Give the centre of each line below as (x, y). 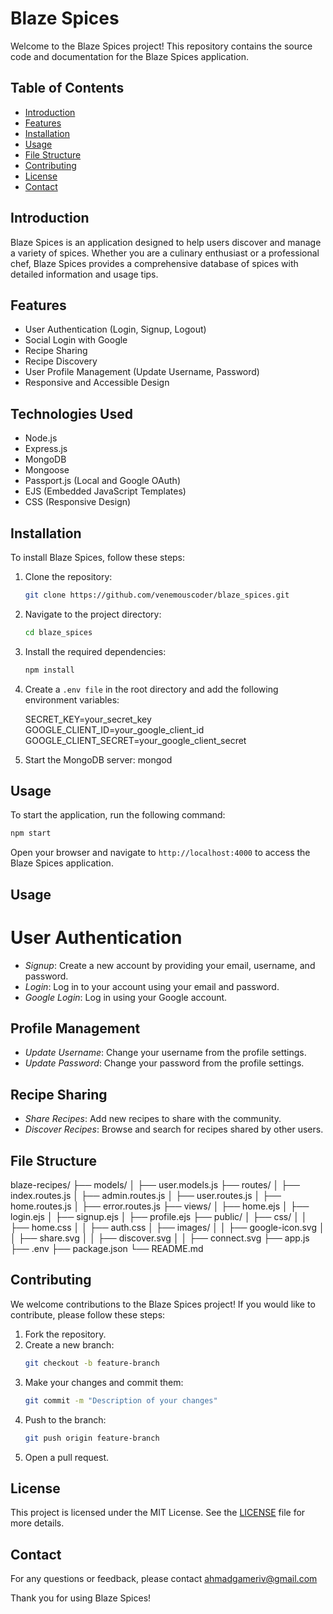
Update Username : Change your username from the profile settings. (165, 1053)
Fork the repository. (65, 1334)
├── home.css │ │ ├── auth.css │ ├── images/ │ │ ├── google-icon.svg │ (167, 1228)
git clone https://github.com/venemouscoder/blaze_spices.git (157, 595)
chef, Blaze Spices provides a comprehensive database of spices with (154, 263)
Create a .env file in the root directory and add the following (151, 689)
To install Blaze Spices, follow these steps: (98, 557)
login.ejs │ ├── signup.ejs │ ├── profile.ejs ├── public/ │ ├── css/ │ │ (159, 1217)
